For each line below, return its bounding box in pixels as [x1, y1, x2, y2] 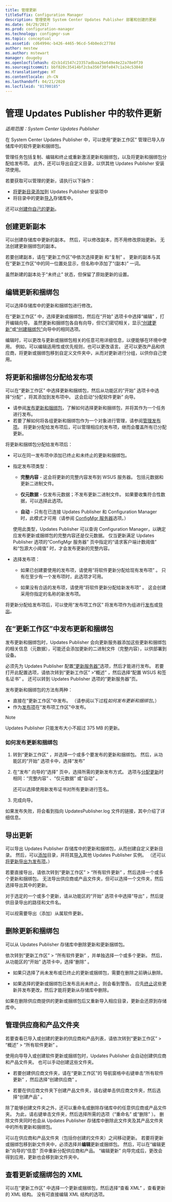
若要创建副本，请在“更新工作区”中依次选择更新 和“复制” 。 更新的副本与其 [5, 254, 161, 260]
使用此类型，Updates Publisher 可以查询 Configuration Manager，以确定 [12, 526, 166, 532]
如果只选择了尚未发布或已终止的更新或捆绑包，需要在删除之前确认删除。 [12, 970, 165, 976]
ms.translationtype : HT [5, 70, 56, 75]
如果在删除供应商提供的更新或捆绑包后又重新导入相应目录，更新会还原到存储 [5, 998, 167, 1004]
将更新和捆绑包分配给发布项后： [5, 441, 73, 447]
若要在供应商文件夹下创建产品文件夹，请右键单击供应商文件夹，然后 [12, 1087, 157, 1093]
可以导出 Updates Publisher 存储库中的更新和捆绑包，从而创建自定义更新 [5, 845, 159, 851]
